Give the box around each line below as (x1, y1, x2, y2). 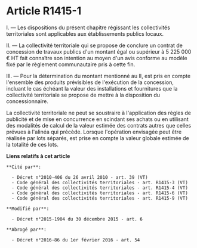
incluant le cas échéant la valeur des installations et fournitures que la (6, 85, 178, 92)
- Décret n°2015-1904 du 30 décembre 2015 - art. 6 (11, 216, 143, 222)
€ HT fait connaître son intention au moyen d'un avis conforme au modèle (6, 54, 188, 61)
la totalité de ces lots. (6, 141, 59, 148)
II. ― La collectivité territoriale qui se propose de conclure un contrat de (6, 42, 183, 49)
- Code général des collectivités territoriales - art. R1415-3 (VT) (11, 179, 188, 185)
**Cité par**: (6, 164, 42, 170)
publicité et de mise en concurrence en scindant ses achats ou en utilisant (6, 115, 189, 123)
